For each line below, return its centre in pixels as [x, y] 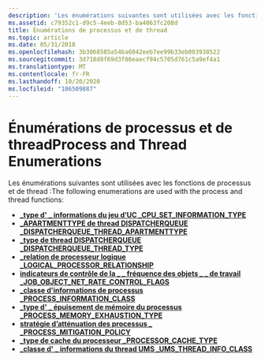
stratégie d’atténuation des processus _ [86, 324]
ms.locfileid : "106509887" [52, 89]
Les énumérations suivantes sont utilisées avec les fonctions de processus [130, 183]
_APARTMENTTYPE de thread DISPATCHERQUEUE [104, 223]
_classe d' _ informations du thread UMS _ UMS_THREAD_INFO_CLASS [136, 349]
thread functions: [36, 200]
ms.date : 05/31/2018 [42, 45]
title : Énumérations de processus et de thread [88, 30]
